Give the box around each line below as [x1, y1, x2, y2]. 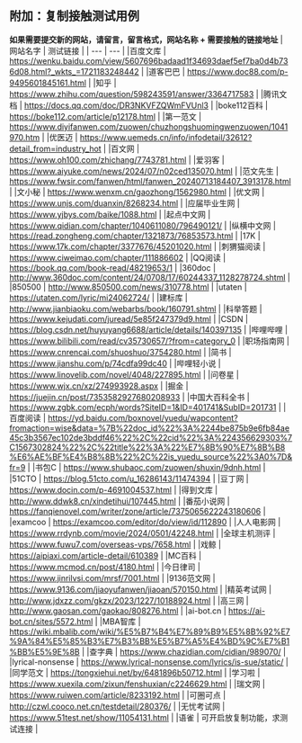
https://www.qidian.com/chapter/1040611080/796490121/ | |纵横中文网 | [9, 219, 277, 231]
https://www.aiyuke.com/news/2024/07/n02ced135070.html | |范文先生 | [9, 166, 280, 176]
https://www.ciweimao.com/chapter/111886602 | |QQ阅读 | [9, 252, 226, 263]
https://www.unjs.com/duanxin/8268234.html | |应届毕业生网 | [9, 197, 240, 209]
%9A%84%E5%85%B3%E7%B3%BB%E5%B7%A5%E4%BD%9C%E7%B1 [9, 635, 290, 646]
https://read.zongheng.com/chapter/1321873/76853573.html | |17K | [9, 230, 261, 241]
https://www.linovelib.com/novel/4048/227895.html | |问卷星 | [9, 369, 240, 380]
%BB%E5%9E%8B [9, 646, 80, 657]
